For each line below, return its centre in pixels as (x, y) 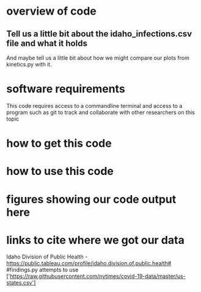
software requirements (66, 89)
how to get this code (59, 144)
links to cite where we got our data (95, 240)
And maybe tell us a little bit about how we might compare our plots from (98, 58)
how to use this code (60, 171)
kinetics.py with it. (29, 64)
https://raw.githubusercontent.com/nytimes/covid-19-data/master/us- (98, 276)
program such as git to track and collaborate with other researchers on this (101, 112)
